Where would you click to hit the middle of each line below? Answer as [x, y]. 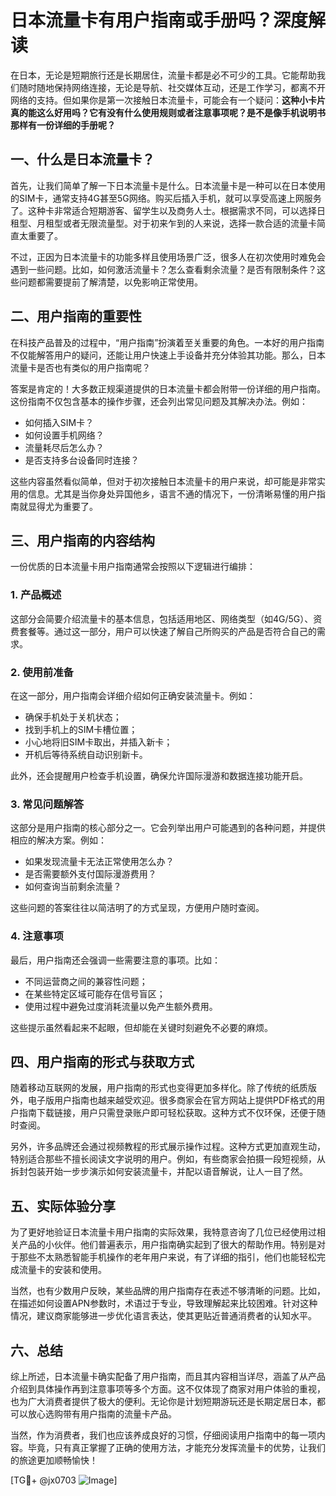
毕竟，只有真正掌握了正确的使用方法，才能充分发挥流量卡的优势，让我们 [176, 1447]
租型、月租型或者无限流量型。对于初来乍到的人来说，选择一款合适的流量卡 [163, 223]
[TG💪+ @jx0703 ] [64, 1480]
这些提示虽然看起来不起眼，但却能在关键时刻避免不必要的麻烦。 [141, 1027]
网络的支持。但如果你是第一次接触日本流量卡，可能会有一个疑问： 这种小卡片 [168, 100]
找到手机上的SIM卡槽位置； [81, 729]
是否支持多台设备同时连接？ [82, 460]
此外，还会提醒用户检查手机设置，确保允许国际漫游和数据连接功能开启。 [159, 775]
